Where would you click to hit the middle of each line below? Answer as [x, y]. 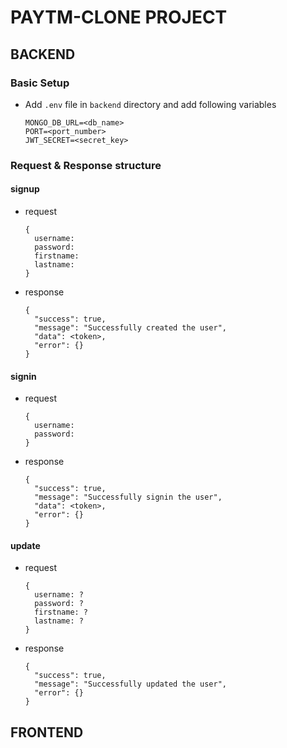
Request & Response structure [86, 165]
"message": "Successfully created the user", [130, 328]
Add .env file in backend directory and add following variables [150, 104]
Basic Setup [40, 83]
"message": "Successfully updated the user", [130, 684]
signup [25, 189]
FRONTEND [47, 732]
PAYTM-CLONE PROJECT [119, 17]
